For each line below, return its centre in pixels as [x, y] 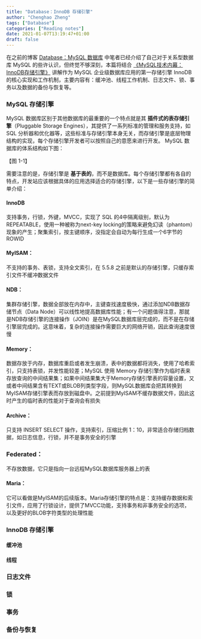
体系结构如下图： [43, 148]
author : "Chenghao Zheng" [38, 17]
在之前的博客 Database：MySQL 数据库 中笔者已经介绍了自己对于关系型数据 [100, 57]
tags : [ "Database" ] [31, 23]
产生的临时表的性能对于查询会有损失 [56, 401]
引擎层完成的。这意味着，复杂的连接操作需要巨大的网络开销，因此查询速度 [98, 326]
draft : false [22, 39]
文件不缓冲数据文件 [35, 275]
